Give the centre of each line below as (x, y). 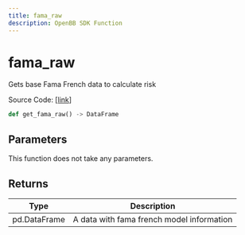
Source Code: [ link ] (40, 100)
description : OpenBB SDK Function (66, 23)
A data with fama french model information (153, 219)
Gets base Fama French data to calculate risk (82, 84)
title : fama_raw (35, 16)
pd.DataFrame (39, 219)
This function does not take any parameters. (81, 159)
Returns (29, 184)
